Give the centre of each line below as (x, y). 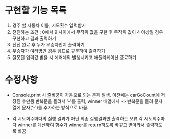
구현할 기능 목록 (36, 10)
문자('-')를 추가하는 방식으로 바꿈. (55, 107)
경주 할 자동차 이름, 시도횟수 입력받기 (49, 25)
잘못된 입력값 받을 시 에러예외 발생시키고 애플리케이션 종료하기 (74, 57)
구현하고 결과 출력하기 (34, 38)
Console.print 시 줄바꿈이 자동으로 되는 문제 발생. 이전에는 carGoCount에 (86, 95)
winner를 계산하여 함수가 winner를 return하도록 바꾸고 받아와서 (81, 125)
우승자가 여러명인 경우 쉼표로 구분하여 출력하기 (58, 51)
